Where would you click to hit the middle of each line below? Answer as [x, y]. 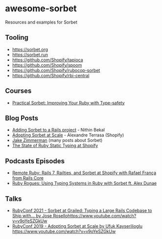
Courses [18, 91]
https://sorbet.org [30, 49]
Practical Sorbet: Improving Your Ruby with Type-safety [68, 103]
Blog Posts [22, 118]
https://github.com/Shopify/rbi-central [51, 75]
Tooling [17, 38]
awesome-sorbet [41, 9]
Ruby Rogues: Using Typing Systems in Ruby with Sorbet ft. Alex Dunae [84, 183]
